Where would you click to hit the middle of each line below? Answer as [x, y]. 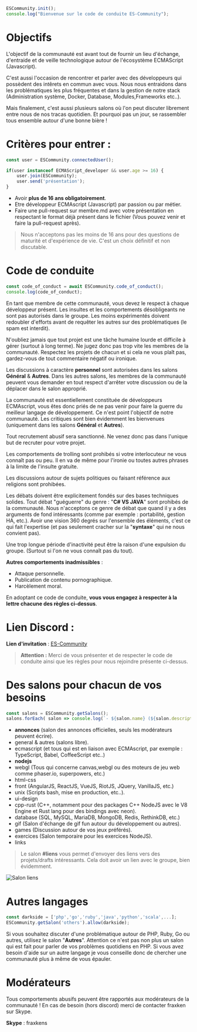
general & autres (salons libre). [52, 743]
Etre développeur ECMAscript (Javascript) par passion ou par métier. [98, 204]
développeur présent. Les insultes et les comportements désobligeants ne [96, 309]
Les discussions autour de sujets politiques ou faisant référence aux [88, 478]
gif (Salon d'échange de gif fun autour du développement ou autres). [98, 824]
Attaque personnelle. [40, 573]
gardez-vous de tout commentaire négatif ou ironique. [72, 358]
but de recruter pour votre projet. [46, 442]
